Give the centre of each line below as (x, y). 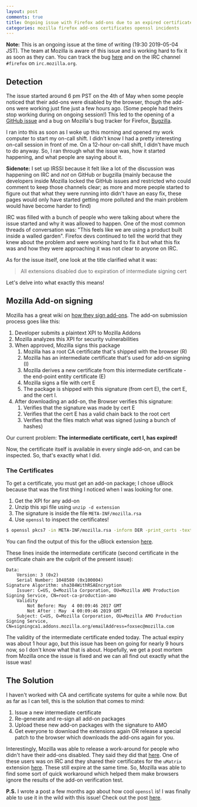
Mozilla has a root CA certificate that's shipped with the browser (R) (105, 351)
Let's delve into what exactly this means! (55, 283)
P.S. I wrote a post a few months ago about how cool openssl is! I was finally (98, 791)
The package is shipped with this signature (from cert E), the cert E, (105, 389)
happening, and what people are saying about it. (64, 157)
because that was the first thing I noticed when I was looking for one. (89, 489)
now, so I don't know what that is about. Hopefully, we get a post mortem (94, 650)
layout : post (22, 11)
